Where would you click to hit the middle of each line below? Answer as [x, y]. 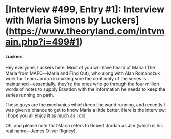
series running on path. [30, 95]
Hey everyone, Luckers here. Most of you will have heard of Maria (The [80, 68]
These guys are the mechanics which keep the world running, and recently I [85, 105]
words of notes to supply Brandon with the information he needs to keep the [86, 89]
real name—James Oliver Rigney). [41, 131]
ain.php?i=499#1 [42, 42]
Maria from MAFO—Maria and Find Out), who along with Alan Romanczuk [83, 73]
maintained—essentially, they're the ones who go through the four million [82, 84]
